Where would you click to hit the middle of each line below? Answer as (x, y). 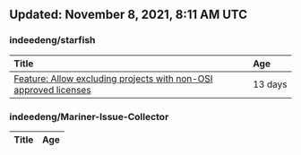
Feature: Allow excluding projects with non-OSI (113, 78)
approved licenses (52, 90)
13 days (270, 84)
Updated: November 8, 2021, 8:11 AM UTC (129, 15)
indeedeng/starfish (52, 40)
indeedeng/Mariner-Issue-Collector (89, 116)
